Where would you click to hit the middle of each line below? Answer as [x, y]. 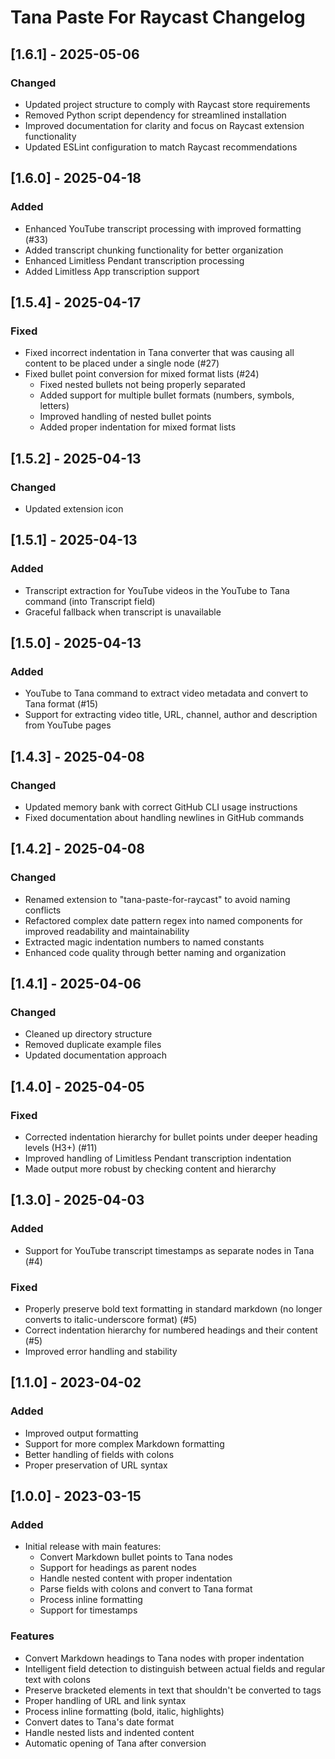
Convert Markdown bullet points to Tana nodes [136, 1557]
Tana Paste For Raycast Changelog [158, 17]
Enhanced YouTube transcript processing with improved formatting [163, 228]
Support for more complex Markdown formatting [124, 1443]
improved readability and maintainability [107, 931]
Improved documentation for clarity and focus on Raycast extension [164, 125]
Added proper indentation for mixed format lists [138, 427]
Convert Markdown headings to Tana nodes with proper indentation [164, 1658]
